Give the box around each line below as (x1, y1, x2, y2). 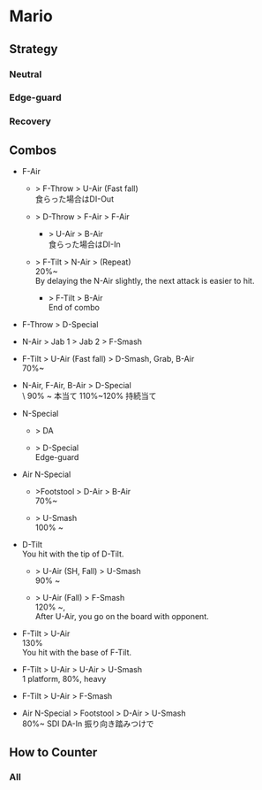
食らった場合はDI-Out (34, 194, 115, 204)
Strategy (9, 42, 58, 57)
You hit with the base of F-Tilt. (21, 648, 132, 658)
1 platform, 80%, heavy (21, 674, 107, 685)
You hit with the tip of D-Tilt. (21, 548, 124, 559)
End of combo (48, 303, 100, 313)
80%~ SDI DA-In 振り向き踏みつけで (21, 718, 154, 729)
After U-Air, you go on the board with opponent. (34, 611, 209, 622)
